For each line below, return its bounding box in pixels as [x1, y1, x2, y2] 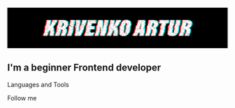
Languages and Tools [7, 80, 70, 88]
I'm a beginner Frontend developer [7, 62, 162, 74]
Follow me [7, 93, 37, 102]
